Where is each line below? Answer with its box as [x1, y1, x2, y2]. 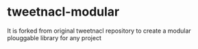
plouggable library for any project [7, 33, 101, 42]
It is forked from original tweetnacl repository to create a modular [7, 27, 192, 35]
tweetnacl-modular [7, 4, 120, 20]
